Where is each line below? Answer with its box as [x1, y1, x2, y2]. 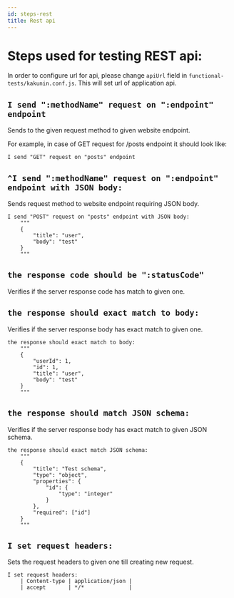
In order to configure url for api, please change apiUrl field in [7, 71, 188, 80]
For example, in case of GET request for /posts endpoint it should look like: [7, 140, 227, 148]
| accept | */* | [20, 584, 133, 592]
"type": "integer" [58, 490, 113, 498]
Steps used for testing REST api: [7, 48, 203, 64]
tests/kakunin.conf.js [7, 80, 75, 88]
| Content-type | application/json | [20, 578, 133, 585]
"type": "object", [33, 471, 88, 478]
